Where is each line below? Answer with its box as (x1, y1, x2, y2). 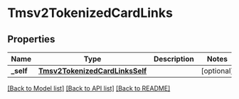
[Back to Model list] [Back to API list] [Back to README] (7, 84, 171, 93)
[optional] (201, 66, 234, 76)
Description (153, 54, 194, 64)
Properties (7, 33, 55, 45)
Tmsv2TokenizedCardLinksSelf (38, 66, 147, 76)
